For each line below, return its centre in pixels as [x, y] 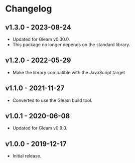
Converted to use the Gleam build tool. [52, 100]
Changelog [29, 9]
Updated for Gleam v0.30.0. [41, 39]
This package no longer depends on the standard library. [71, 45]
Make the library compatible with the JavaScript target [69, 72]
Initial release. [27, 156]
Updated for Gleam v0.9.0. [40, 128]
